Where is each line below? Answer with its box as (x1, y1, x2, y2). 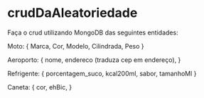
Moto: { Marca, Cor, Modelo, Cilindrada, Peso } (7, 42, 144, 50)
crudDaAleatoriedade (7, 5, 138, 21)
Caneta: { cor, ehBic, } (7, 82, 73, 91)
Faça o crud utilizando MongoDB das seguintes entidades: (7, 28, 179, 37)
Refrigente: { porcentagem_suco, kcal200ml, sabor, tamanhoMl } (7, 69, 197, 78)
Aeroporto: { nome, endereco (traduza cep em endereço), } (7, 55, 181, 64)
